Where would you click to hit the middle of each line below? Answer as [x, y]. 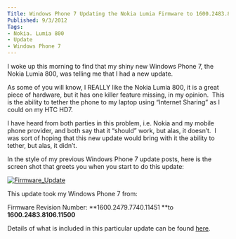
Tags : [15, 27]
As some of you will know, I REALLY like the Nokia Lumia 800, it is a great [113, 87]
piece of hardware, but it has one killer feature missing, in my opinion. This [116, 95]
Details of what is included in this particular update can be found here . [109, 228]
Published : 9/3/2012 [38, 20]
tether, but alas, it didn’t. [42, 145]
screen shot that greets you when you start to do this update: [96, 166]
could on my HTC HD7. [40, 110]
